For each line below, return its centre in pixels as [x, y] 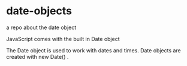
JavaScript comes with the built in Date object [63, 39]
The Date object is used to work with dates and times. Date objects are [93, 50]
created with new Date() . [37, 56]
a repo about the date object [41, 27]
